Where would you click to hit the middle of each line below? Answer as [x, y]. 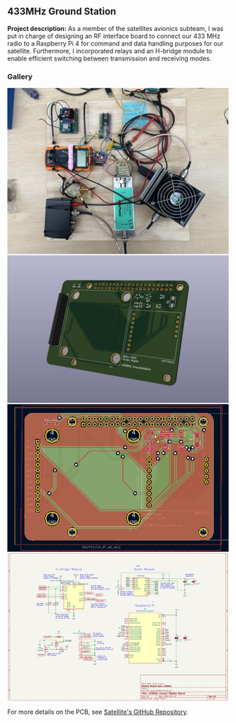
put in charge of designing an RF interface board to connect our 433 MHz [114, 36]
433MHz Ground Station [62, 12]
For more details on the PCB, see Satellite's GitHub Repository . [98, 712]
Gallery [20, 77]
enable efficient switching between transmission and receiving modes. [110, 58]
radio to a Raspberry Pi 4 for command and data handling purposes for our [116, 43]
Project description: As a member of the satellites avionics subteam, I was [115, 28]
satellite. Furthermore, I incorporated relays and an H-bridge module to [110, 51]
